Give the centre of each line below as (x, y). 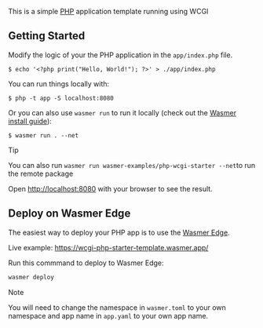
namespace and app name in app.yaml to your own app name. (108, 315)
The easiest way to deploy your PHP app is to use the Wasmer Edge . (119, 232)
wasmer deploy (31, 277)
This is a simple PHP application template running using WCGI (108, 11)
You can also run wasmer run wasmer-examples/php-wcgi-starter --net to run (132, 165)
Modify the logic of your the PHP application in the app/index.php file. (121, 55)
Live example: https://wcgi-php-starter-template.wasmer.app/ (108, 247)
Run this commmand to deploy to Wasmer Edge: (86, 263)
